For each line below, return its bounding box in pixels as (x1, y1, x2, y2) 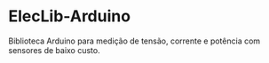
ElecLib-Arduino (8, 6, 131, 27)
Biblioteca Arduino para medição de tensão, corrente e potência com (8, 35, 261, 46)
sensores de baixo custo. (8, 44, 100, 55)
